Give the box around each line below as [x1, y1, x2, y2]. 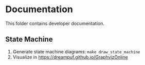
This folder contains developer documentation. [5, 20, 104, 26]
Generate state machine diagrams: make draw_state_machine [12, 48, 140, 54]
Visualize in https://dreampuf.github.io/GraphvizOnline [12, 54, 129, 60]
